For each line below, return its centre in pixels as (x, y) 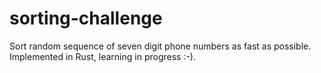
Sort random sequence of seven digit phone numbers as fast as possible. (160, 46)
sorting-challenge (86, 18)
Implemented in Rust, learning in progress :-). (103, 56)
